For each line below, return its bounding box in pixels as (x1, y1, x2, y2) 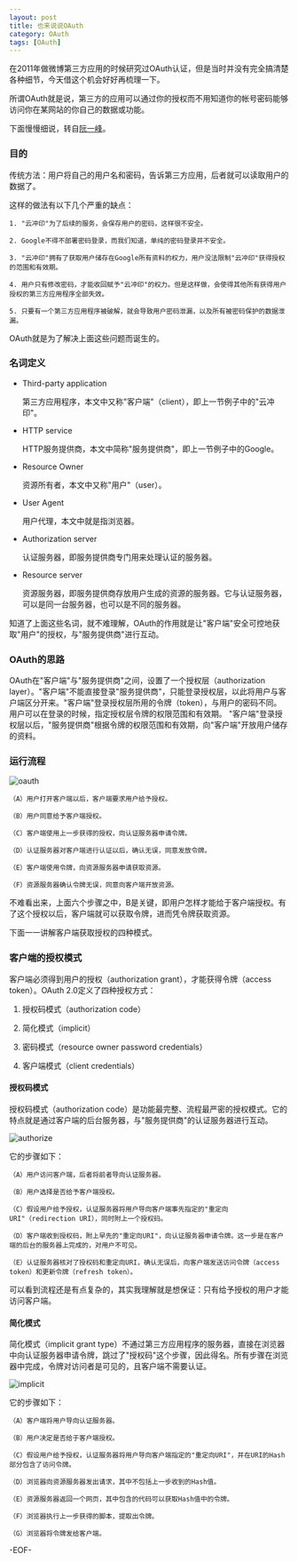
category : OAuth (9, 29, 69, 38)
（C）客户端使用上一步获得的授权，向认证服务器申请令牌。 (9, 829, 192, 838)
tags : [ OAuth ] (9, 37, 62, 47)
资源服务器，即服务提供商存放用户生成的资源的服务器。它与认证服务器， (21, 587, 286, 598)
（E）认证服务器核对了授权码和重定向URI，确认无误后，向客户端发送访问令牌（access (9, 1258, 280, 1267)
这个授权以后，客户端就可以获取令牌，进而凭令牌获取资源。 (16, 908, 235, 920)
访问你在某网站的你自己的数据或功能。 (9, 104, 149, 116)
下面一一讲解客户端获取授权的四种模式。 (9, 928, 157, 938)
